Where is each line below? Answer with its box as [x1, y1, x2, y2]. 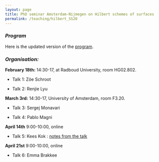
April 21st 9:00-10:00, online [5, 142, 63, 148]
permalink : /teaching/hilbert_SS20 [5, 16, 78, 21]
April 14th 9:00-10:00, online [5, 123, 64, 130]
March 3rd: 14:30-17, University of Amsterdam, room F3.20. [5, 95, 126, 101]
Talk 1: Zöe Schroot [12, 76, 51, 82]
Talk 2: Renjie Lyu [12, 86, 48, 92]
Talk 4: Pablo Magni [12, 114, 52, 120]
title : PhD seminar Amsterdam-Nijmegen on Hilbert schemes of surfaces [5, 12, 154, 17]
